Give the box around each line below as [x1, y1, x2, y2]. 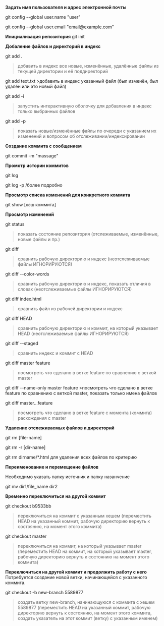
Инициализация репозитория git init [5, 34, 85, 39]
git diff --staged [5, 340, 39, 346]
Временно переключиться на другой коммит [5, 493, 106, 499]
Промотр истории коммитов [5, 162, 69, 168]
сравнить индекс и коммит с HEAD [17, 350, 93, 356]
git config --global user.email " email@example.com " [5, 24, 115, 30]
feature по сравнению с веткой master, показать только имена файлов [5, 390, 157, 396]
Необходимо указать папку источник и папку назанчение [5, 474, 130, 480]
